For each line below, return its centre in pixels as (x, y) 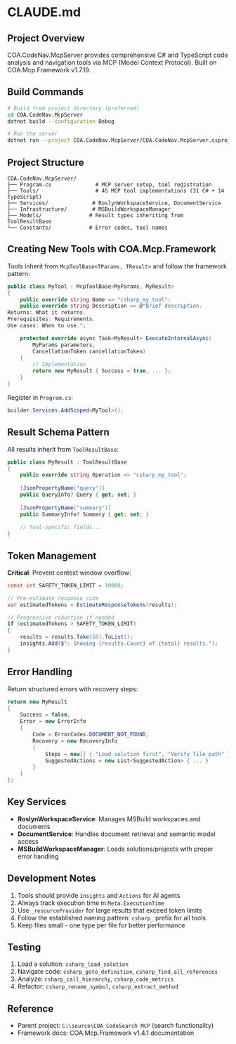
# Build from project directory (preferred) (73, 108)
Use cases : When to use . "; (47, 326)
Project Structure (46, 162)
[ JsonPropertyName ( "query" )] (63, 488)
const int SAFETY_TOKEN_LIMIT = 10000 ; (66, 585)
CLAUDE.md (44, 12)
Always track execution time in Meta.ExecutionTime (91, 903)
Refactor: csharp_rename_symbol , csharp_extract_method (98, 986)
